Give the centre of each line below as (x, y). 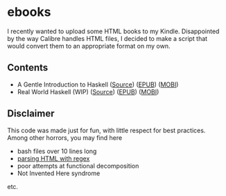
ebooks (29, 12)
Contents (28, 68)
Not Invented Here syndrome (59, 173)
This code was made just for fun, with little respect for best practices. (106, 130)
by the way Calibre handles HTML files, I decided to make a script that (107, 38)
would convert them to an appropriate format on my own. (89, 46)
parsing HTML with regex (53, 158)
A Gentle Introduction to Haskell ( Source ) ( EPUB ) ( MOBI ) (98, 84)
